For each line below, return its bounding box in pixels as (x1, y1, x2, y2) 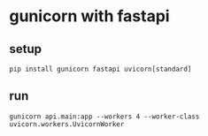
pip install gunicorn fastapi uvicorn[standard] (9, 64, 192, 73)
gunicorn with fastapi (9, 6, 170, 26)
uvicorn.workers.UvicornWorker (9, 119, 125, 129)
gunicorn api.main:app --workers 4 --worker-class (9, 112, 200, 121)
